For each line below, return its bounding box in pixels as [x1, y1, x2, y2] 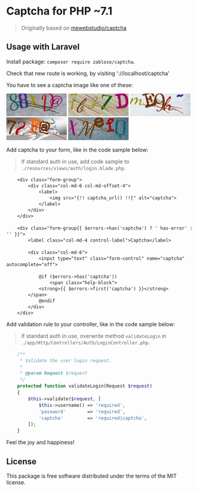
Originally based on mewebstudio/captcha [21, 24, 127, 31]
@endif [38, 298, 56, 304]
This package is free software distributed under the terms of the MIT [6, 472, 177, 479]
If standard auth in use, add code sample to [21, 157, 130, 165]
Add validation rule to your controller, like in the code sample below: [6, 320, 175, 328]
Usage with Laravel [6, 42, 80, 52]
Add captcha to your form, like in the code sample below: [6, 146, 149, 153]
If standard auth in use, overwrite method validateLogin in [21, 332, 167, 340]
